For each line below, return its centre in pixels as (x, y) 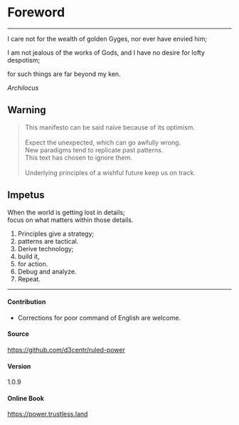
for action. (33, 263)
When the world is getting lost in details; (67, 212)
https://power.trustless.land (48, 414)
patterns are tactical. (48, 241)
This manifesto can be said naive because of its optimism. (110, 127)
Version (19, 366)
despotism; (24, 60)
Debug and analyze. (47, 271)
